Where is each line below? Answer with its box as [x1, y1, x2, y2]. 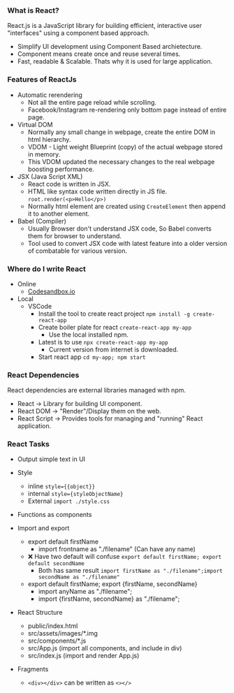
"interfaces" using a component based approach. [7, 29, 149, 37]
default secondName [27, 560, 85, 567]
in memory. [27, 149, 61, 159]
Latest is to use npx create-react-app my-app [38, 337, 169, 346]
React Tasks [7, 439, 50, 449]
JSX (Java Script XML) [17, 172, 83, 180]
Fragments [17, 665, 49, 673]
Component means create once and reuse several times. [17, 50, 181, 58]
